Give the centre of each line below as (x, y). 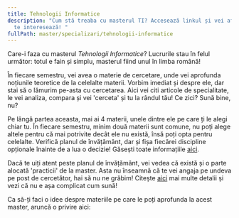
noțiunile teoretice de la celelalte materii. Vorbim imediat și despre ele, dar (116, 83)
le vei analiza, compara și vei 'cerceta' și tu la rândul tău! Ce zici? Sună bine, (119, 98)
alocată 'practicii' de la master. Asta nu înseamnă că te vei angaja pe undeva (119, 170)
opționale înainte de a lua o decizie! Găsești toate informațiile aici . (103, 149)
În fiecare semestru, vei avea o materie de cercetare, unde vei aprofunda (114, 75)
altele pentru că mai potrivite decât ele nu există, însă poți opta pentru (110, 134)
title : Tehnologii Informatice (54, 14)
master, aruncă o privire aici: (49, 207)
